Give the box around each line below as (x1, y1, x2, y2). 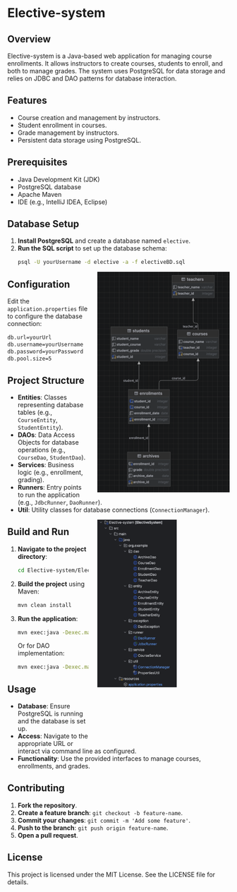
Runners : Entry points (17, 483, 83, 491)
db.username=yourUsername (7, 341, 83, 349)
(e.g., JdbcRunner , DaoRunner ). (17, 498, 102, 506)
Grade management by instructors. (17, 128, 120, 137)
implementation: (17, 649, 65, 658)
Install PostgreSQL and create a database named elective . (17, 236, 190, 245)
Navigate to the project (17, 545, 87, 553)
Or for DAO (17, 641, 50, 650)
